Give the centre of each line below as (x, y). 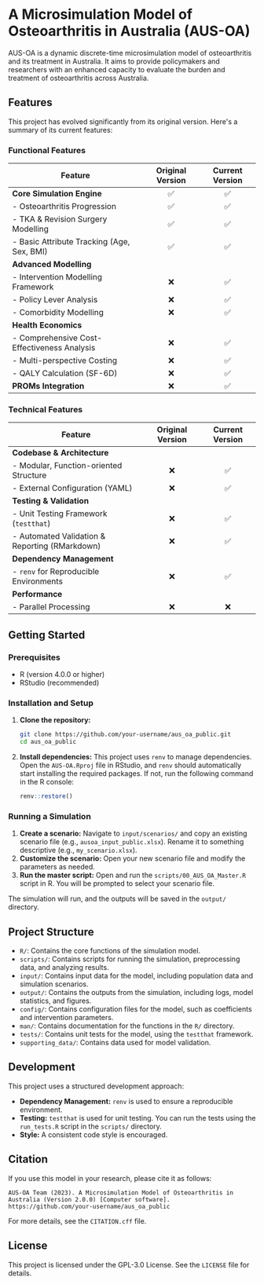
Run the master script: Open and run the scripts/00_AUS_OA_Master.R (132, 875)
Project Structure (51, 932)
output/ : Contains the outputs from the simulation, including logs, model (136, 993)
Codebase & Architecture (60, 453)
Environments (37, 581)
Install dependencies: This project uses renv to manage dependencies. (136, 757)
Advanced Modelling (52, 265)
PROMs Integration (48, 386)
